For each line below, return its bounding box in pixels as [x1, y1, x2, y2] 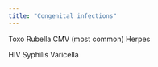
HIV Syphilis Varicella [8, 49, 79, 59]
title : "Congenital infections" [8, 11, 117, 20]
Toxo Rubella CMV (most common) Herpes [8, 34, 151, 44]
